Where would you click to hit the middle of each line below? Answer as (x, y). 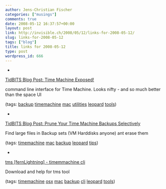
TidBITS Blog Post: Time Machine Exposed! (50, 80)
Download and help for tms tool (37, 172)
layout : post (19, 28)
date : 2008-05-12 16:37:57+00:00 (40, 24)
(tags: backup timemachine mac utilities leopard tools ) (61, 104)
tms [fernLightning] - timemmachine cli (45, 162)
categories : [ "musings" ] (31, 14)
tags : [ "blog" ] (21, 42)
